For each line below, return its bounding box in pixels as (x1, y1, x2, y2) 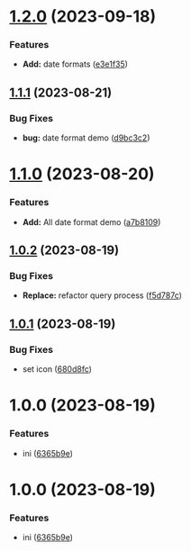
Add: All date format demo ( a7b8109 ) (22, 216, 161, 227)
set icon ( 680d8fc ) (22, 364, 93, 375)
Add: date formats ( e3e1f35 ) (22, 59, 129, 69)
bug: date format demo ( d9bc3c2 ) (22, 132, 150, 143)
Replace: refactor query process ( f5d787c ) (22, 290, 183, 301)
